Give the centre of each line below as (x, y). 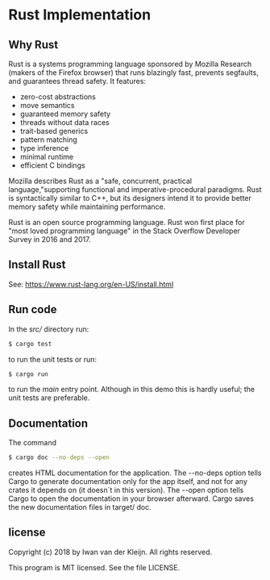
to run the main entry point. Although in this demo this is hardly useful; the (132, 390)
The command (33, 443)
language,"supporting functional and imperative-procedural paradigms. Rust (135, 190)
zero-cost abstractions (58, 97)
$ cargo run (28, 374)
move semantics (47, 105)
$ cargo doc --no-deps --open (59, 457)
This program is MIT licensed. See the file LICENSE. (94, 567)
